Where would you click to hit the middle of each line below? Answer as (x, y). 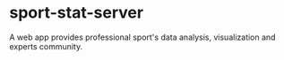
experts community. (46, 46)
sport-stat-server (77, 13)
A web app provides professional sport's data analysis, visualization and (142, 37)
